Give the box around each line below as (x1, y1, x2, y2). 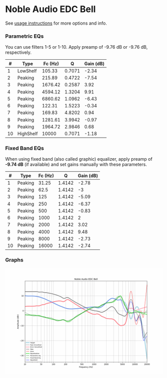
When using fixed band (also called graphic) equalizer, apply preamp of (5, 156, 152, 162)
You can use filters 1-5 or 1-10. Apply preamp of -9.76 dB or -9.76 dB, (5, 44, 148, 50)
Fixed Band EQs (5, 145, 44, 152)
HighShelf (17, 131, 38, 137)
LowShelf (17, 68, 37, 74)
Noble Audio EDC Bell (5, 4, 96, 15)
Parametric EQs (5, 33, 44, 40)
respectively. (5, 49, 31, 56)
